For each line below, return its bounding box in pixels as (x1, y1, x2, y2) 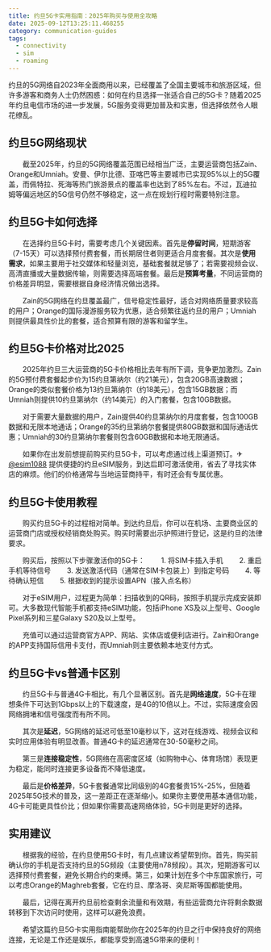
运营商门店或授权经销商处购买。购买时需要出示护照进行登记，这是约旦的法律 (8, 528, 263, 538)
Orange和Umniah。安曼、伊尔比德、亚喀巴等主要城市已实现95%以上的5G (8, 169, 253, 178)
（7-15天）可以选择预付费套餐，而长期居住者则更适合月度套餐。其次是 (8, 248, 242, 258)
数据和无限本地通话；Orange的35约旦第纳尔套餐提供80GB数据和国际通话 (8, 422, 252, 432)
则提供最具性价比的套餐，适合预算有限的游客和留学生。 (8, 315, 192, 325)
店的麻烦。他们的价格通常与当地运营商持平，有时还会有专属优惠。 (8, 470, 227, 479)
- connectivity (15, 42, 67, 50)
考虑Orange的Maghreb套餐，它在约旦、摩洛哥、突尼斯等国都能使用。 (15, 880, 247, 890)
